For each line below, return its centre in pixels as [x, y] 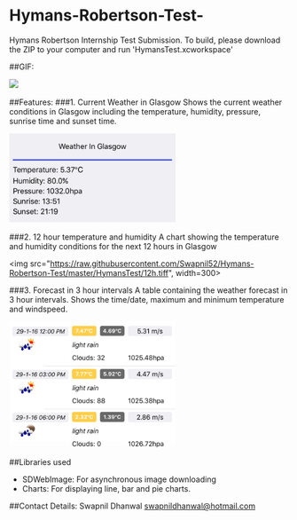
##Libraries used [40, 462]
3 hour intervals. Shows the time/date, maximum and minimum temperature [147, 299]
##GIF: [22, 67]
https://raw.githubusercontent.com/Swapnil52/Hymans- [152, 264]
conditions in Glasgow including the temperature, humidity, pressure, [135, 111]
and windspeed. [39, 309]
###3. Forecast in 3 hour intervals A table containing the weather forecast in [148, 290]
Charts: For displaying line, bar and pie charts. [106, 489]
